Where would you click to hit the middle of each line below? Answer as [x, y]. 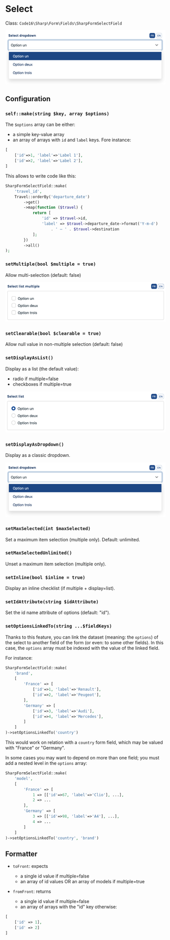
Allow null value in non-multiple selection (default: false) [64, 344]
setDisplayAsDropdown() [35, 445]
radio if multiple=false [35, 379]
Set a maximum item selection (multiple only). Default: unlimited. [73, 539]
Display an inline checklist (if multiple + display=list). [60, 588]
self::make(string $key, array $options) [57, 114]
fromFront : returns [32, 891]
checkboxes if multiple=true [42, 384]
